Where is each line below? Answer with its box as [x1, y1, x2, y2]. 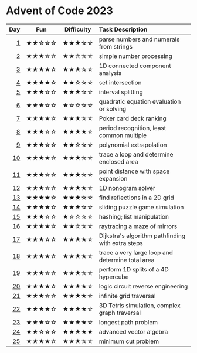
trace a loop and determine [98, 150, 174, 158]
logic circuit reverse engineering [98, 282, 188, 290]
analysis [98, 69, 122, 77]
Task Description [98, 25, 148, 33]
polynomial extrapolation [98, 141, 167, 149]
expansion [98, 174, 128, 182]
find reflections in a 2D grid [98, 194, 174, 202]
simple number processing [98, 52, 173, 60]
